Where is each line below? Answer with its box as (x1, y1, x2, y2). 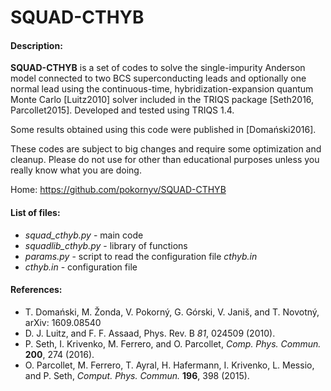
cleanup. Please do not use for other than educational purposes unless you (10, 154, 320, 166)
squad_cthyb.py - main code (24, 229, 144, 241)
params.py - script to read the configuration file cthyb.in (24, 250, 258, 262)
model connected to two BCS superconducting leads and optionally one (10, 72, 307, 85)
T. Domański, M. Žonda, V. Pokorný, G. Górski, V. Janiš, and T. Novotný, (24, 306, 320, 318)
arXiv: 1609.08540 (24, 316, 102, 328)
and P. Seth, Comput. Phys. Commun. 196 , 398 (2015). (24, 369, 250, 381)
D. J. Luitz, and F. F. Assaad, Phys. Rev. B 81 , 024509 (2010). (24, 327, 276, 339)
